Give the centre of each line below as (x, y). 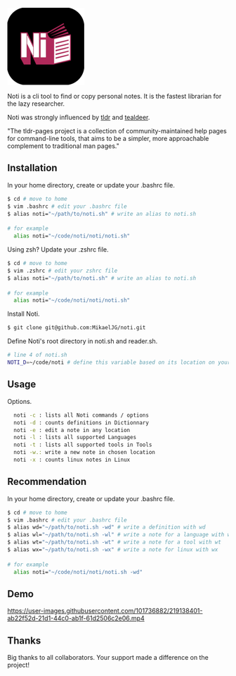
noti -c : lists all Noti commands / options (81, 415)
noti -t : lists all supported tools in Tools (83, 445)
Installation (32, 168)
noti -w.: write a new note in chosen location (85, 453)
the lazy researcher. (36, 104)
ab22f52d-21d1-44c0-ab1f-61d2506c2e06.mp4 (76, 618)
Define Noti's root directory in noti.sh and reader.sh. (83, 341)
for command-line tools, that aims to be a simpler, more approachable (108, 139)
